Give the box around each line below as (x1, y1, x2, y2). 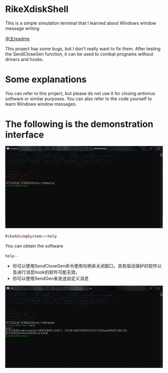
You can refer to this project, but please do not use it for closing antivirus (5, 90, 155, 96)
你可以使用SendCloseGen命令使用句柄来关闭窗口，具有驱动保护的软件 (12, 263, 157, 268)
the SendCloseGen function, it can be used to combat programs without (5, 51, 153, 57)
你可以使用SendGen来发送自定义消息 (12, 275, 89, 281)
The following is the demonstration (5, 118, 153, 130)
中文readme (5, 35, 30, 41)
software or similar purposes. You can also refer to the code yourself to (5, 95, 152, 101)
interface (5, 129, 44, 140)
